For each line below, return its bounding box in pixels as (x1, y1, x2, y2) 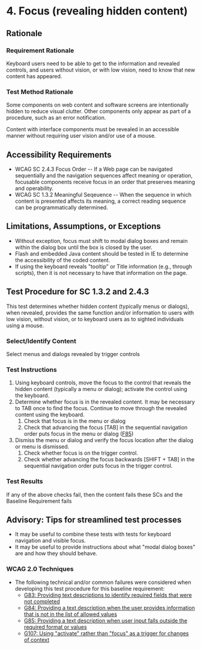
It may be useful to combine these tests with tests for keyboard (14, 531, 171, 538)
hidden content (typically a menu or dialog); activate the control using (14, 386, 188, 393)
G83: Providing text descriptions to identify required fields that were (23, 591, 192, 598)
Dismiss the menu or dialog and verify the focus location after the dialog (14, 437, 194, 444)
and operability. (14, 185, 54, 192)
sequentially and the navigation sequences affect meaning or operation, (14, 171, 193, 179)
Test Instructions (6, 365, 57, 374)
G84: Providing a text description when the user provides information (23, 604, 195, 611)
